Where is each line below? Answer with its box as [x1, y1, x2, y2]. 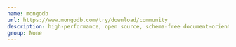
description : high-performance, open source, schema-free [7, 23, 181, 30]
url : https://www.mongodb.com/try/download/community [7, 17, 169, 23]
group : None [7, 29, 42, 37]
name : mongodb [7, 10, 49, 17]
